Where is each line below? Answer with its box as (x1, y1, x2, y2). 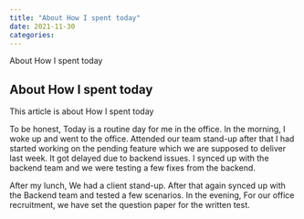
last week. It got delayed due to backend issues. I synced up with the (9, 152, 269, 164)
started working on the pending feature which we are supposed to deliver (9, 143, 286, 154)
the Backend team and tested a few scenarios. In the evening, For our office (9, 190, 295, 201)
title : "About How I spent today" (9, 13, 142, 23)
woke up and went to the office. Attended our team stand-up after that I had (9, 133, 295, 144)
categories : (9, 30, 55, 39)
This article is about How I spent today (9, 106, 154, 117)
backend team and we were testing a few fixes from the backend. (9, 162, 256, 173)
